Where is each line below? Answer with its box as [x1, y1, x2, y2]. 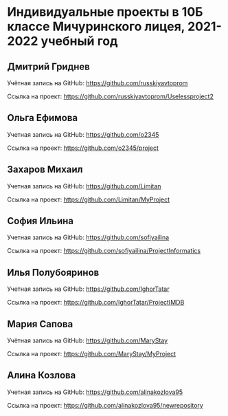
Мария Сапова [7, 318, 73, 330]
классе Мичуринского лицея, [7, 19, 185, 34]
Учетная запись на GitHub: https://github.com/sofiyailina [7, 233, 170, 241]
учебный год [41, 34, 118, 49]
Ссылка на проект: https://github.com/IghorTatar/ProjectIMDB [7, 298, 185, 307]
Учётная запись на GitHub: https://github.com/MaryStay [7, 336, 168, 344]
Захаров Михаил [7, 164, 84, 175]
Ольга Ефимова [7, 112, 78, 124]
